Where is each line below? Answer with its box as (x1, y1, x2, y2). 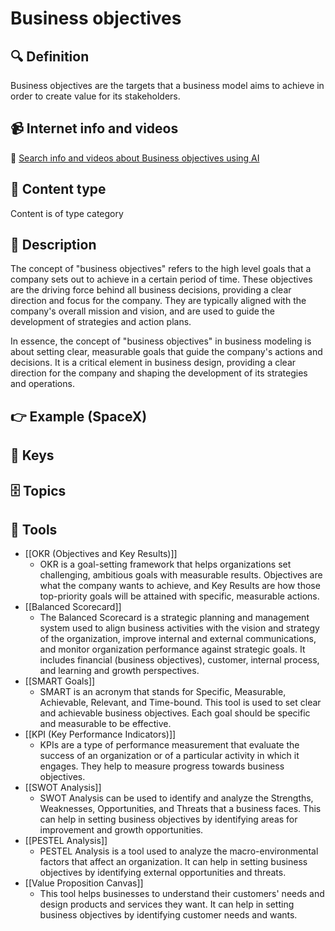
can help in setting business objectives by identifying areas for (39, 813, 298, 826)
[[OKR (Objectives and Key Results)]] (24, 548, 178, 560)
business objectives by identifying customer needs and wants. (39, 909, 298, 921)
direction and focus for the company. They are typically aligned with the (10, 295, 307, 307)
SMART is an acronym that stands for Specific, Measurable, (39, 686, 287, 698)
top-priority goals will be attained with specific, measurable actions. (39, 590, 320, 602)
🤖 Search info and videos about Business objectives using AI (10, 152, 260, 164)
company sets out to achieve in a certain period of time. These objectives (10, 273, 313, 286)
